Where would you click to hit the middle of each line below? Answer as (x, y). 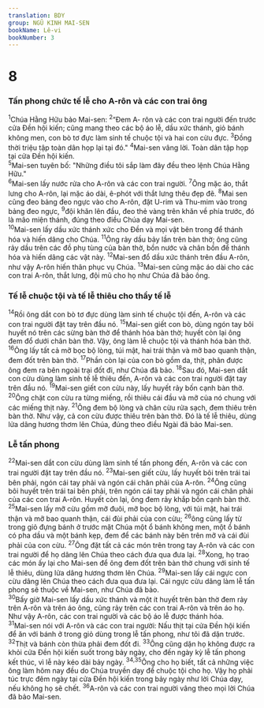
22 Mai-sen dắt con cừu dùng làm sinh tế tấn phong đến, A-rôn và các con (128, 463)
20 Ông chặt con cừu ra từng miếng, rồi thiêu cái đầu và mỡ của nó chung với (132, 397)
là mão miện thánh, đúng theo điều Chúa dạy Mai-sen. (97, 220)
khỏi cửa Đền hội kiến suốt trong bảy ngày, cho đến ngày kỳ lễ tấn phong (127, 653)
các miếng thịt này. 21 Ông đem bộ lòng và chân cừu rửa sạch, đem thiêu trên (132, 406)
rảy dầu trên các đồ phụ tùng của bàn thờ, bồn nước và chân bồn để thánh (129, 247)
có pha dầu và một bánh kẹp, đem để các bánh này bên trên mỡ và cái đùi (129, 536)
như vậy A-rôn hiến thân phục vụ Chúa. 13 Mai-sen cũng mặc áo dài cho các (131, 266)
